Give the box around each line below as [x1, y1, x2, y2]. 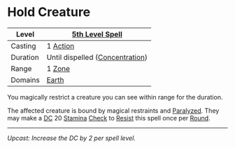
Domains [10, 74, 40, 84]
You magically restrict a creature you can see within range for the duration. [7, 93, 223, 101]
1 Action [46, 41, 75, 51]
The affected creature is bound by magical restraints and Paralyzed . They [7, 106, 220, 115]
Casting [10, 41, 36, 51]
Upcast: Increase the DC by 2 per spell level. [7, 134, 136, 142]
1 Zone [46, 63, 71, 73]
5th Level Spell [71, 29, 122, 39]
